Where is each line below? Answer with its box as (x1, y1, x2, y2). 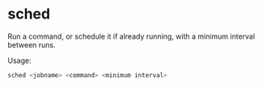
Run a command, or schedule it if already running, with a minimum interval (7, 31, 256, 41)
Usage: (7, 56, 32, 65)
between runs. (7, 39, 56, 49)
